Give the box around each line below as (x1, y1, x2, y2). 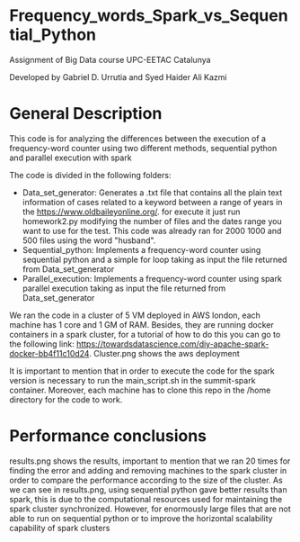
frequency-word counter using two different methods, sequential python (9, 142, 278, 153)
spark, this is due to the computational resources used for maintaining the (9, 493, 283, 504)
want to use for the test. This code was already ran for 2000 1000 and (22, 225, 282, 236)
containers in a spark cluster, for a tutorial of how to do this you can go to (9, 329, 281, 339)
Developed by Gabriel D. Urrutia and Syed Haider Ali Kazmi (9, 71, 227, 82)
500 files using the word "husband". (22, 235, 156, 246)
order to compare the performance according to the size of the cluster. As (9, 474, 283, 485)
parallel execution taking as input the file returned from (22, 283, 226, 294)
